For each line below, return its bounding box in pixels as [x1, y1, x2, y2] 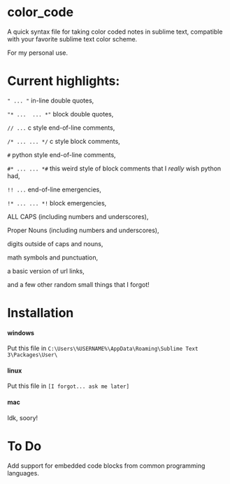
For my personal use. [7, 48, 69, 57]
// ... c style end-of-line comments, [7, 123, 115, 132]
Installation [7, 305, 74, 321]
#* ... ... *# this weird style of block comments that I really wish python [7, 164, 222, 173]
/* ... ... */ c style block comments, [7, 137, 120, 145]
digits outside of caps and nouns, [7, 239, 103, 248]
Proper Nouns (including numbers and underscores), [7, 226, 159, 234]
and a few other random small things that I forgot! [7, 280, 150, 288]
